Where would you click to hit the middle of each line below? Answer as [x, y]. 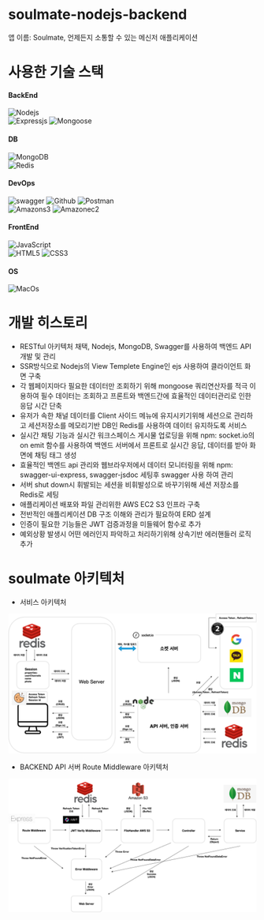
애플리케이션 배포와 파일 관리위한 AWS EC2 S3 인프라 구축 [110, 505]
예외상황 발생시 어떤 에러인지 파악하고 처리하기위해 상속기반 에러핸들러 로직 [136, 534]
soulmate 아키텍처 [67, 579]
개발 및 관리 [38, 356]
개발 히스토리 [48, 323]
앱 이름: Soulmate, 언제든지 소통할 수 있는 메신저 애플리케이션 [103, 37]
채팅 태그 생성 [56, 455]
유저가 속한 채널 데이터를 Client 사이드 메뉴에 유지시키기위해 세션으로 [126, 415]
